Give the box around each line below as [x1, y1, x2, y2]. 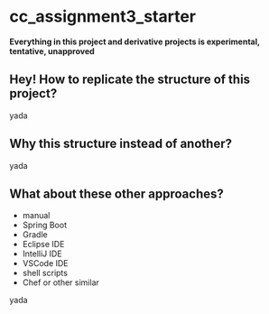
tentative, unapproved [9, 45, 95, 56]
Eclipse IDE [22, 239, 65, 250]
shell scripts [22, 268, 68, 279]
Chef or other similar [22, 277, 99, 288]
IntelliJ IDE [22, 248, 62, 259]
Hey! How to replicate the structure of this [9, 72, 251, 88]
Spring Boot [22, 219, 68, 231]
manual [22, 210, 51, 221]
